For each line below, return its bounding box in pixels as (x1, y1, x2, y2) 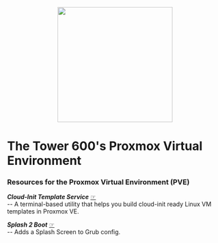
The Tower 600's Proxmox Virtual (7, 138, 203, 154)
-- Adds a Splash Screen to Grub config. (7, 228, 121, 236)
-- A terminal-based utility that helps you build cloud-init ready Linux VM (7, 200, 212, 208)
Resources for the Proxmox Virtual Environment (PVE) (7, 177, 190, 187)
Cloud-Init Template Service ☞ (7, 193, 96, 201)
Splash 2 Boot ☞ (7, 220, 55, 229)
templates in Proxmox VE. (7, 207, 79, 216)
